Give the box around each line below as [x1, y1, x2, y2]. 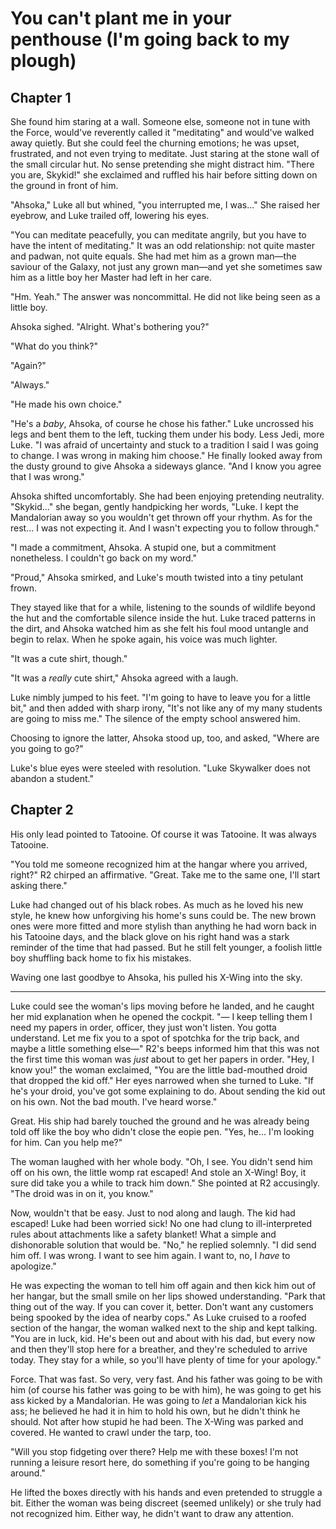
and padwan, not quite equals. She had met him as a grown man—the [10, 250, 297, 262]
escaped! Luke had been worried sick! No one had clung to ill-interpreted [10, 1217, 313, 1229]
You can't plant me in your [10, 7, 232, 30]
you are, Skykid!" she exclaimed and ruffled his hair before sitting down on [10, 169, 318, 181]
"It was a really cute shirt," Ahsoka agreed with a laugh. [10, 672, 239, 684]
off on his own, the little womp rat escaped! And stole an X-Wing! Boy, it [10, 1166, 307, 1178]
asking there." [10, 879, 68, 891]
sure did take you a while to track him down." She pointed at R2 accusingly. [10, 1177, 321, 1189]
